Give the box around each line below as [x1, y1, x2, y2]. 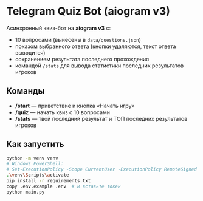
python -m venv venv [6, 155, 59, 162]
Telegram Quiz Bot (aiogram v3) [6, 4, 170, 18]
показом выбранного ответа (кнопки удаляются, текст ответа [15, 43, 176, 50]
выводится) [15, 49, 46, 56]
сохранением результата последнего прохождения [15, 55, 150, 63]
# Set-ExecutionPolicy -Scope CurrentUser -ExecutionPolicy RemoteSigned [6, 166, 198, 172]
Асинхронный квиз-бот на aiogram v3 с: [6, 24, 111, 32]
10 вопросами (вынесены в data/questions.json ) [15, 36, 142, 43]
